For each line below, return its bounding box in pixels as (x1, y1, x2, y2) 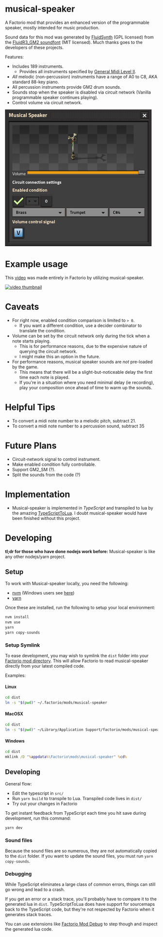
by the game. (12, 364, 39, 370)
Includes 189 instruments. (12, 63, 64, 69)
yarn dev (5, 825, 23, 830)
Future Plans (5, 440, 57, 451)
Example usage (5, 259, 68, 270)
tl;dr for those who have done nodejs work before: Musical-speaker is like (5, 548, 155, 554)
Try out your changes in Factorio (12, 801, 78, 806)
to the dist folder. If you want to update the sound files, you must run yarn (5, 853, 154, 859)
